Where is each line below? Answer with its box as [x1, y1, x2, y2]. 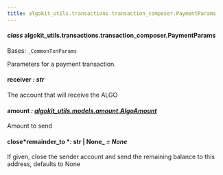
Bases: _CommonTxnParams [7, 46, 78, 55]
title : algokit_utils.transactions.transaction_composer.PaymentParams [7, 10, 216, 17]
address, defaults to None [7, 160, 81, 168]
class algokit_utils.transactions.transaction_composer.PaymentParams [7, 32, 216, 40]
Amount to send [7, 121, 53, 130]
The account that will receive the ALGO [7, 91, 118, 100]
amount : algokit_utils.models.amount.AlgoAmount [7, 106, 157, 115]
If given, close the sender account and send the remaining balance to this [7, 152, 215, 161]
